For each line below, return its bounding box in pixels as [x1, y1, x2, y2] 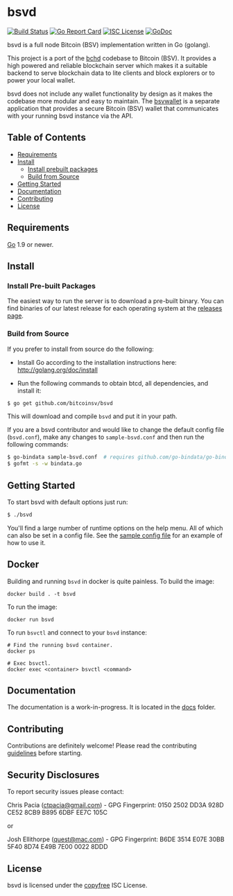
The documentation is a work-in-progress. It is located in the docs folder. [7, 703, 216, 712]
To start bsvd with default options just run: [7, 497, 128, 506]
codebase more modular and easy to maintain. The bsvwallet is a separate [7, 96, 221, 105]
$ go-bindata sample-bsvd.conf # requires [7, 454, 135, 461]
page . [7, 311, 24, 320]
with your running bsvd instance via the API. [7, 112, 133, 120]
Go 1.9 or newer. [7, 240, 54, 248]
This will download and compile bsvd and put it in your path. [7, 412, 178, 420]
